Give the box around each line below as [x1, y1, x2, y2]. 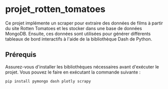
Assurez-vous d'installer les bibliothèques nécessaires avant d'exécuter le [5, 63, 159, 69]
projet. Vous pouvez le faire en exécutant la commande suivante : [5, 69, 141, 75]
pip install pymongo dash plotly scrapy [5, 78, 92, 83]
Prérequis [5, 50, 37, 59]
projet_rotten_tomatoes [5, 3, 106, 15]
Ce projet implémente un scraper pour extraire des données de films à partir [5, 20, 163, 26]
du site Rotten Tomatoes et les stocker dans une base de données [5, 25, 142, 31]
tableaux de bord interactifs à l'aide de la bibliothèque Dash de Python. [5, 36, 152, 42]
